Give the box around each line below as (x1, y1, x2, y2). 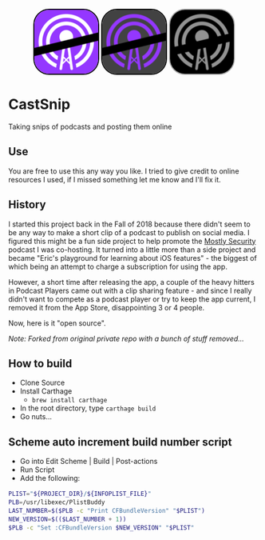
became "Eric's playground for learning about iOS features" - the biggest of (8, 253, 257, 262)
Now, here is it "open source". (8, 318, 106, 328)
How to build (8, 357, 73, 370)
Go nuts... (19, 412, 53, 422)
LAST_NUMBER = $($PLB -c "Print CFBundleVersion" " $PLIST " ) (8, 506, 205, 514)
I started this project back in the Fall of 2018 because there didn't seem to (8, 219, 251, 229)
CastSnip (8, 95, 70, 114)
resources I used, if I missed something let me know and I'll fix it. (8, 174, 221, 184)
